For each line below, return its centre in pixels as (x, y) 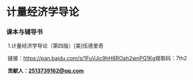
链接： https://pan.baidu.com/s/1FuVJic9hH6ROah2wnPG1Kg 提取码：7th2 (97, 58)
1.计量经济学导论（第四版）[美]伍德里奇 (56, 46)
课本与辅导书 (25, 32)
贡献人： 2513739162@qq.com (46, 71)
